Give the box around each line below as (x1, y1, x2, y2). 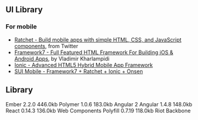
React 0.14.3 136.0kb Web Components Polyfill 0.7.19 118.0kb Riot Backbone (5, 107, 191, 114)
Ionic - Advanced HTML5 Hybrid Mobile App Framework (14, 61, 153, 68)
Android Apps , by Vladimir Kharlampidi (14, 55, 110, 62)
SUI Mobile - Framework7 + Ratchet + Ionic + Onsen (14, 68, 143, 75)
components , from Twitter (14, 42, 79, 49)
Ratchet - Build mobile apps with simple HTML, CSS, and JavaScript (14, 36, 182, 43)
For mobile (5, 23, 37, 31)
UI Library (5, 5, 43, 15)
